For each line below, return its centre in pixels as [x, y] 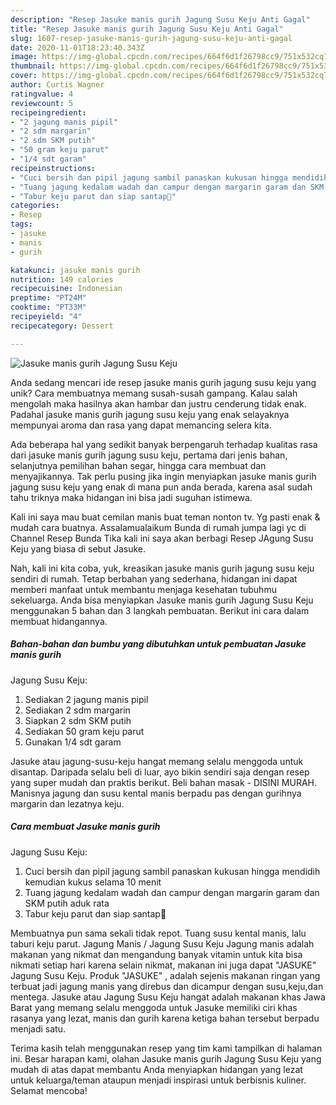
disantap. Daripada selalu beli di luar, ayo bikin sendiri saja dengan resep [160, 772]
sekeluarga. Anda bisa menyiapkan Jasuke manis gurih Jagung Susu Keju [162, 600]
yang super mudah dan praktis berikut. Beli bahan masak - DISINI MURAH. [163, 782]
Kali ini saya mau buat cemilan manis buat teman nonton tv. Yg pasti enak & [165, 517]
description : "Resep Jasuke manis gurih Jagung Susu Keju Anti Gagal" [160, 19]
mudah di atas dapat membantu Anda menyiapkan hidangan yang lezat [156, 1069]
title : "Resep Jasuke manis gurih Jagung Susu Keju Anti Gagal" [147, 29]
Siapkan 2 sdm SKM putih [78, 720]
